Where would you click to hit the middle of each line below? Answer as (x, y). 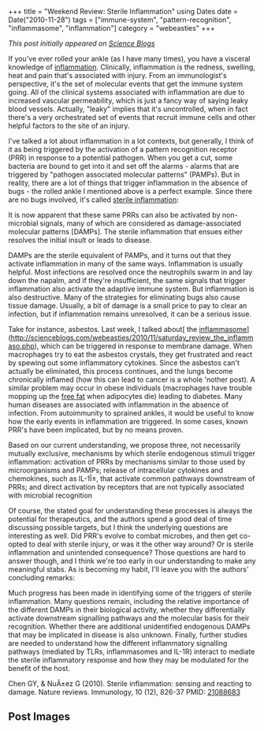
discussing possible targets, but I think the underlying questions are (118, 527)
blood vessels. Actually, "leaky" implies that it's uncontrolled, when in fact (128, 109)
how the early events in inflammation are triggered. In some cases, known (128, 421)
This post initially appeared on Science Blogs (82, 43)
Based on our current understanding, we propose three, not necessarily (125, 445)
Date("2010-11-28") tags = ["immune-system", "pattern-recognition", (120, 20)
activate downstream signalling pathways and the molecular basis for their (129, 618)
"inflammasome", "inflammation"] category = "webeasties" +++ (112, 28)
